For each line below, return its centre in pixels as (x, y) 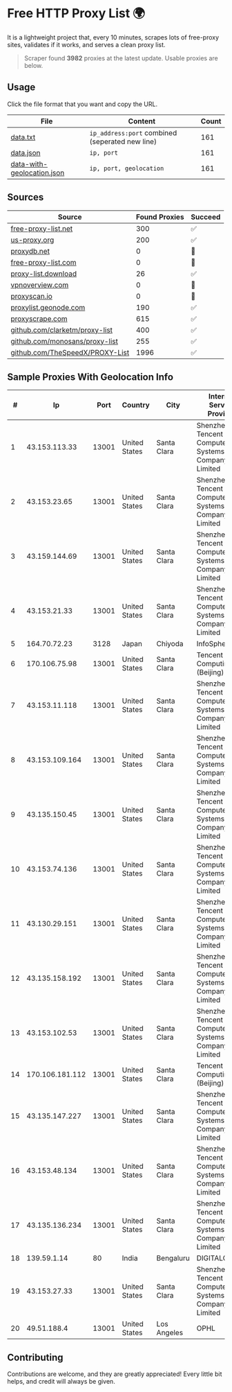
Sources (26, 197)
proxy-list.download (44, 273)
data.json (26, 153)
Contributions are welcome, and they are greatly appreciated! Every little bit (115, 1374)
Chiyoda (170, 644)
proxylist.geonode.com (48, 307)
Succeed (206, 217)
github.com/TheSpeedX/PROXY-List (70, 352)
